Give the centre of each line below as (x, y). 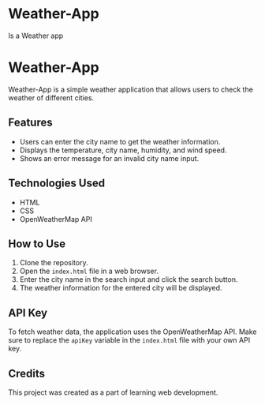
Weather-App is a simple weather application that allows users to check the (131, 89)
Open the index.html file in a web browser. (89, 271)
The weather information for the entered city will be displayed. (121, 288)
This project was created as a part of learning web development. (113, 392)
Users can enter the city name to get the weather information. (120, 141)
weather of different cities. (51, 97)
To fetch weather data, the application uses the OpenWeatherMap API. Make (132, 332)
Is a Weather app (36, 36)
